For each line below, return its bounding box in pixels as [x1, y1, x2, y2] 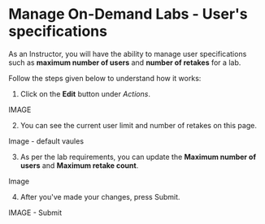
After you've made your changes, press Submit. [20, 192, 180, 201]
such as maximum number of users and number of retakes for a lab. [8, 58, 241, 67]
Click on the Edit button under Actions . [20, 88, 150, 98]
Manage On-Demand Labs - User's [8, 5, 248, 24]
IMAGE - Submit [8, 208, 63, 218]
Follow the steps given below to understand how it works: [8, 73, 202, 83]
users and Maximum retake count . [20, 160, 139, 170]
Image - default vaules [8, 136, 84, 146]
